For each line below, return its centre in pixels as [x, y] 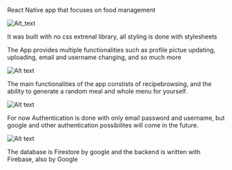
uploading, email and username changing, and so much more [94, 57]
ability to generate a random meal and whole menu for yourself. [97, 91]
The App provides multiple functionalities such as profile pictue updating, [112, 50]
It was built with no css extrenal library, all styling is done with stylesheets [112, 36]
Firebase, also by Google [42, 159]
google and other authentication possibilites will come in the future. [103, 125]
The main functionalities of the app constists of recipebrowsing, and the [109, 84]
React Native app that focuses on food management [81, 10]
